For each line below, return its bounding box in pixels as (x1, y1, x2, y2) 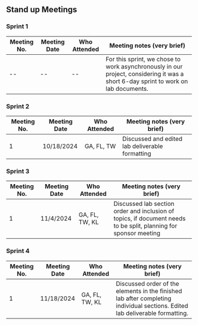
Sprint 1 (6, 22, 28, 31)
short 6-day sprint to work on (105, 77, 189, 85)
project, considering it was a (105, 70, 184, 78)
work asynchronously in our (105, 62, 183, 70)
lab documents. (105, 84, 148, 93)
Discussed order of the (115, 280, 180, 288)
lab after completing (115, 294, 172, 303)
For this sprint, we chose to (105, 55, 181, 63)
